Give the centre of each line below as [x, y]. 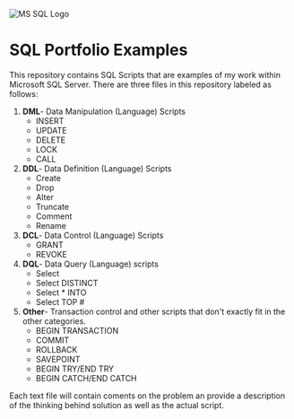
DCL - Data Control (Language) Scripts [93, 235]
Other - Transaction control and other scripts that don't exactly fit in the [154, 311]
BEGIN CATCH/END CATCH [86, 378]
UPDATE [51, 130]
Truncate [52, 206]
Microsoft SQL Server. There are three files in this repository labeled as [140, 84]
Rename [51, 225]
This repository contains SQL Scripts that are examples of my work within [145, 74]
